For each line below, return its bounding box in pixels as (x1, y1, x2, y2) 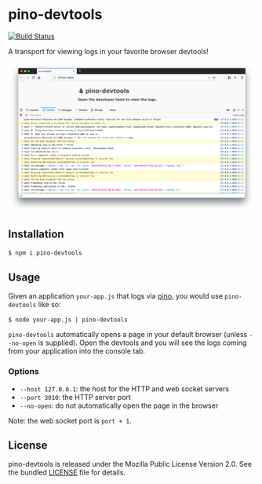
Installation (8, 227, 64, 240)
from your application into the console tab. (8, 346, 146, 356)
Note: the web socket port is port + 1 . (8, 416, 132, 425)
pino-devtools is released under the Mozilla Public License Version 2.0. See (8, 460, 253, 469)
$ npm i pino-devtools (8, 249, 82, 257)
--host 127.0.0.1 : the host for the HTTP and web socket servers (19, 383, 230, 394)
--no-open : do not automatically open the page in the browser (19, 401, 219, 410)
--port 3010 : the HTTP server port (19, 392, 131, 401)
